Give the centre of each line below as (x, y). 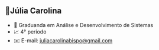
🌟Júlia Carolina (33, 11)
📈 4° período (30, 31)
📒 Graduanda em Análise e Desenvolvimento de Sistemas (83, 25)
